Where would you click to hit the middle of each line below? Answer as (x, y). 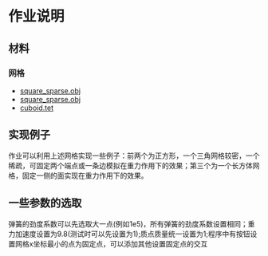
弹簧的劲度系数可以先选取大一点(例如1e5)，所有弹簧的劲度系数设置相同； (128, 223)
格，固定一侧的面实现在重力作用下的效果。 (78, 175)
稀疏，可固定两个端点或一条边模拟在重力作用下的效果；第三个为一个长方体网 (134, 165)
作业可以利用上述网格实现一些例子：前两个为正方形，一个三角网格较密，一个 (134, 156)
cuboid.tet (37, 108)
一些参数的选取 (45, 203)
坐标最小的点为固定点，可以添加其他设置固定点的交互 (120, 243)
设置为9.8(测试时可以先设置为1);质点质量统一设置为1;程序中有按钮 (143, 234)
